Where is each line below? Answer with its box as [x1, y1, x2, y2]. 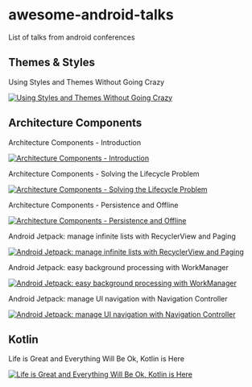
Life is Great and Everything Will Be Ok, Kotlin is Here [8, 354, 185, 364]
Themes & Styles [8, 56, 95, 69]
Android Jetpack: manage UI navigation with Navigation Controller [8, 293, 228, 303]
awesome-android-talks [8, 6, 175, 24]
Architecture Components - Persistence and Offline [8, 200, 179, 210]
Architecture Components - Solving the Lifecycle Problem [8, 169, 200, 178]
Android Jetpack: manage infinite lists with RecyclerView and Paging [8, 231, 236, 241]
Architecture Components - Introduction [8, 137, 142, 147]
